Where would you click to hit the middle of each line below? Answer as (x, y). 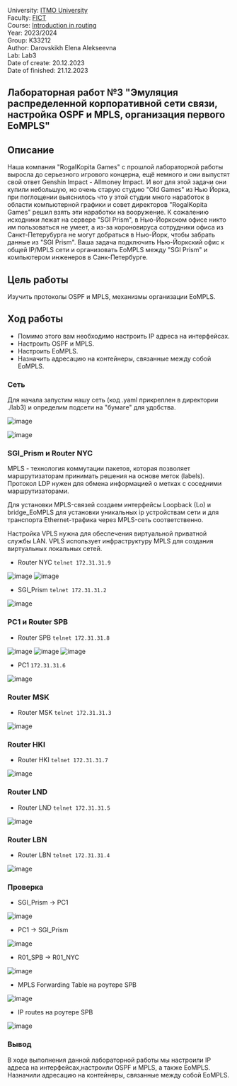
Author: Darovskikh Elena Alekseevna (62, 48)
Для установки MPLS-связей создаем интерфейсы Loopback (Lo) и (109, 505)
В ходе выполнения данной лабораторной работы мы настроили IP (109, 1060)
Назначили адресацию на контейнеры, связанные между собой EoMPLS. (118, 1075)
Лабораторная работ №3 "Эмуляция (93, 92)
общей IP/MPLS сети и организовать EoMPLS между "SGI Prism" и (108, 250)
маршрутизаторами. (38, 491)
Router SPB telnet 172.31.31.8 (63, 638)
